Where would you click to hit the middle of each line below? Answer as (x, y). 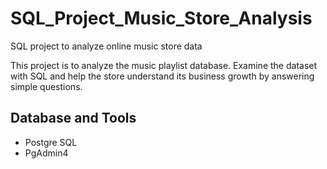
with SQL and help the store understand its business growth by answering (162, 76)
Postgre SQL (51, 142)
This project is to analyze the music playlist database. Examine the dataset (164, 65)
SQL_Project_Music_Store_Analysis (161, 18)
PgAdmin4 (46, 153)
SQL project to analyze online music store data (106, 46)
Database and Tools (73, 118)
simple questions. (46, 86)
